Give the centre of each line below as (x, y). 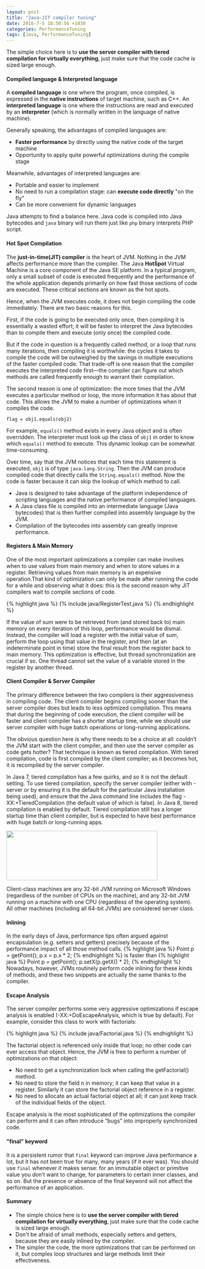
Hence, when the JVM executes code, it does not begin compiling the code (101, 301)
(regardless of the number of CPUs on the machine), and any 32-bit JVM (98, 895)
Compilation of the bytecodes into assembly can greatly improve (96, 525)
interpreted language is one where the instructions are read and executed (100, 106)
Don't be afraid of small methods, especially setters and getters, (96, 1234)
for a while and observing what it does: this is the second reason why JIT (98, 585)
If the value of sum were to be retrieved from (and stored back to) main (95, 622)
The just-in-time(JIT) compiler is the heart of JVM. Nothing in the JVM (96, 257)
